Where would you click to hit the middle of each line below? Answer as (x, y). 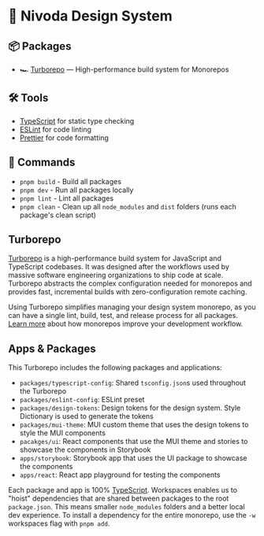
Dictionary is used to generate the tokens (86, 416)
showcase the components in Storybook (85, 450)
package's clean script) (58, 215)
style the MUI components (63, 433)
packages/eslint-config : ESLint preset (82, 400)
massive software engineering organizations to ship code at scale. (116, 275)
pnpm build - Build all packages (71, 181)
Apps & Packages (52, 348)
